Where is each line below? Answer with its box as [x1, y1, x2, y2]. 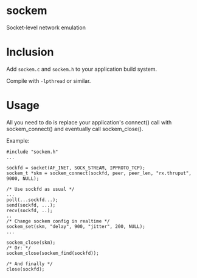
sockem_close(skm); [6, 239, 56, 246]
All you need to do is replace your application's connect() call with [6, 118, 172, 126]
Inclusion [6, 45, 54, 59]
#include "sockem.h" [6, 149, 59, 155]
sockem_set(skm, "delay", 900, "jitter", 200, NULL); [6, 223, 146, 229]
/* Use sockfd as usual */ [6, 186, 75, 192]
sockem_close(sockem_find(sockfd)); [6, 250, 99, 256]
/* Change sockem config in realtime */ [6, 218, 111, 224]
